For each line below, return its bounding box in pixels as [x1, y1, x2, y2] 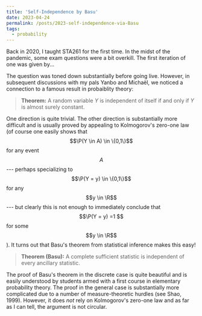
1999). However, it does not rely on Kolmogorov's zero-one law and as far [6, 297, 189, 304]
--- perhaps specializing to [6, 166, 74, 173]
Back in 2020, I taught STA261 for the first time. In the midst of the [6, 48, 171, 55]
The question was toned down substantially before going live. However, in [6, 73, 190, 80]
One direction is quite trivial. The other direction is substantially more [6, 115, 178, 123]
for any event [6, 147, 39, 154]
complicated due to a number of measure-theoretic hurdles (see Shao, [6, 291, 182, 298]
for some [6, 222, 29, 230]
